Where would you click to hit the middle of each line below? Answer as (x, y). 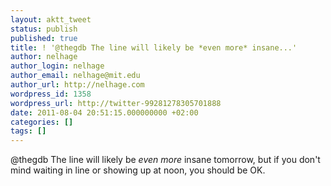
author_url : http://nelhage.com (77, 85)
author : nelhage (44, 57)
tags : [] (28, 131)
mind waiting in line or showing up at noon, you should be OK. (138, 170)
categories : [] (42, 122)
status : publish (44, 29)
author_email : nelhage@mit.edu (75, 76)
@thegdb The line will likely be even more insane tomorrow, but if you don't (165, 160)
